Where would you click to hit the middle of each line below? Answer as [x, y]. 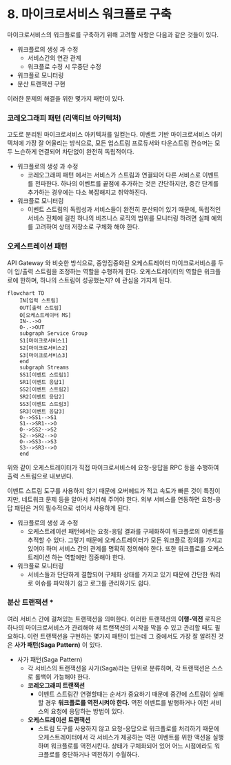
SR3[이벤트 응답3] [42, 411]
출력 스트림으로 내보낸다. [40, 476]
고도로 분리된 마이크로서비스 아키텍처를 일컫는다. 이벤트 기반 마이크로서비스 [109, 135]
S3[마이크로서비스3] [44, 355]
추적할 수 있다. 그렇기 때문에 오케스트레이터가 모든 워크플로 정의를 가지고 [125, 540]
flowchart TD [26, 293]
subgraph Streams [44, 367]
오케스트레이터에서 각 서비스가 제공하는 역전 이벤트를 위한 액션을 [124, 737]
